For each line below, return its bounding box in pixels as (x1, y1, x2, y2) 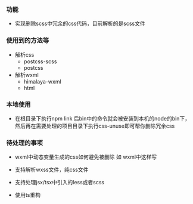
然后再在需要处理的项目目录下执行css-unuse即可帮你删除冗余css (14, 122, 175, 129)
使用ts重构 (14, 191, 41, 199)
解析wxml (14, 71, 39, 78)
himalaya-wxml (23, 78, 61, 85)
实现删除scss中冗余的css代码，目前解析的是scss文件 (14, 20, 145, 27)
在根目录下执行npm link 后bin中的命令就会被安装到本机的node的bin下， (14, 115, 191, 122)
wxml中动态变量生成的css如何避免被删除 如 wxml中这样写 (14, 153, 157, 160)
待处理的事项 (6, 138, 43, 147)
